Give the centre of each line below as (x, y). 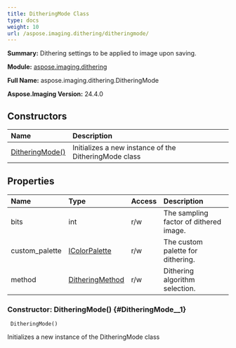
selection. (179, 288)
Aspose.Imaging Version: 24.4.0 (55, 94)
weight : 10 (23, 27)
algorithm (179, 279)
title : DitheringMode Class (48, 14)
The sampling (186, 213)
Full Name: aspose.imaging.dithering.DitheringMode (83, 81)
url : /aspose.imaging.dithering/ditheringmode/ (78, 33)
